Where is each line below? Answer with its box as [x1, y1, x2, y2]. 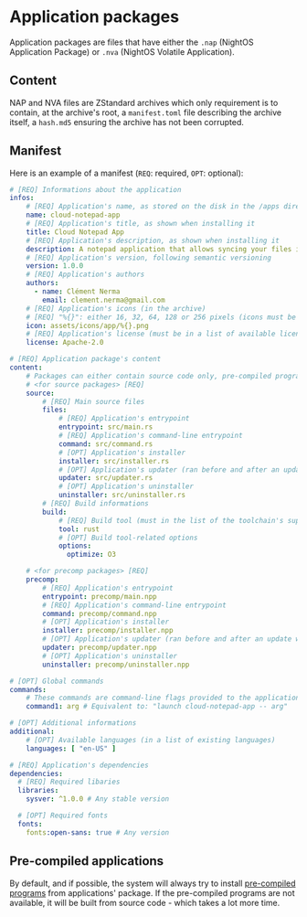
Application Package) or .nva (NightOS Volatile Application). [9, 46, 235, 57]
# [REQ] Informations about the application [9, 185, 182, 194]
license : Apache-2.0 [26, 338, 104, 347]
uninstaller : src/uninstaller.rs [58, 491, 185, 500]
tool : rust [58, 524, 101, 534]
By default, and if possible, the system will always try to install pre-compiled [9, 878, 296, 889]
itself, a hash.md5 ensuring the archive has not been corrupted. [9, 116, 245, 127]
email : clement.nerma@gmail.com [42, 295, 166, 304]
